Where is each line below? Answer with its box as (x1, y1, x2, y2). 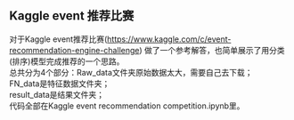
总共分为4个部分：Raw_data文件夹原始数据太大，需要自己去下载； (9, 67, 253, 77)
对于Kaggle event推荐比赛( (9, 34, 108, 44)
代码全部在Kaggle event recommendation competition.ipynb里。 (9, 100, 245, 111)
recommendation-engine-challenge (9, 44, 140, 55)
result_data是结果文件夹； (9, 89, 105, 100)
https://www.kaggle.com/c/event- (106, 34, 232, 44)
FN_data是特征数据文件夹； (9, 78, 110, 89)
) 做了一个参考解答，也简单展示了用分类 (139, 44, 285, 55)
